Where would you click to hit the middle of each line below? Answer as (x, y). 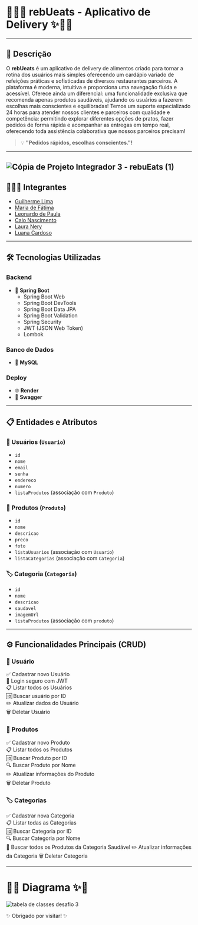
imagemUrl (27, 615)
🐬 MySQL (26, 362)
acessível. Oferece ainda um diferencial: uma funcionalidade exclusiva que (97, 93)
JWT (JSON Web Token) (53, 328)
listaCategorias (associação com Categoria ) (70, 559)
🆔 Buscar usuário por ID (36, 696)
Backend (19, 277)
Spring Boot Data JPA (50, 309)
